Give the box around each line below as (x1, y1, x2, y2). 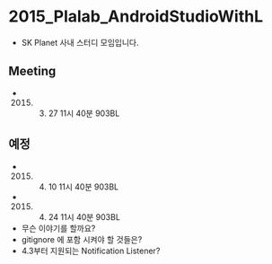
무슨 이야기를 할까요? (21, 223, 96, 233)
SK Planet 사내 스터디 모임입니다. (21, 37, 139, 48)
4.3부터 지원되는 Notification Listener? (21, 245, 161, 256)
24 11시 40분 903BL (48, 211, 120, 222)
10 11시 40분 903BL (48, 181, 118, 192)
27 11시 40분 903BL (48, 108, 120, 119)
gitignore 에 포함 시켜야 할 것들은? (21, 233, 143, 244)
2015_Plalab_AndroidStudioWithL (8, 6, 264, 27)
